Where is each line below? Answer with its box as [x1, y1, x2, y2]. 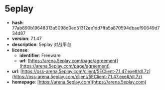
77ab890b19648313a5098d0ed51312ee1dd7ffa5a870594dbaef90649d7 [11, 24, 160, 30]
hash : [11, 19, 24, 25]
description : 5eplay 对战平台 [11, 41, 72, 47]
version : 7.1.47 [11, 35, 42, 41]
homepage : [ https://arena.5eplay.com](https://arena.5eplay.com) [11, 78, 147, 85]
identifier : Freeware [19, 52, 61, 58]
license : [11, 47, 29, 53]
